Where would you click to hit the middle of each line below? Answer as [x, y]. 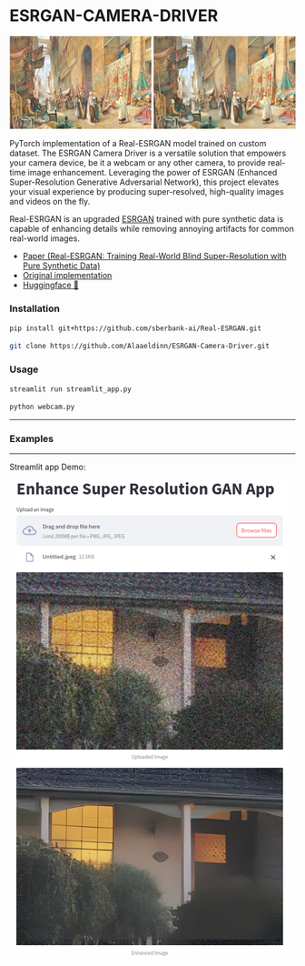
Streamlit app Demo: [48, 467]
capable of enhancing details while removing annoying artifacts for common [152, 228]
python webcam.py [42, 407]
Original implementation [67, 275]
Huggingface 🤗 [51, 285]
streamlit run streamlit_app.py [70, 389]
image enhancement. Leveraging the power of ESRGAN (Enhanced [152, 172]
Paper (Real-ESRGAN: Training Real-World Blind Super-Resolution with [154, 256]
